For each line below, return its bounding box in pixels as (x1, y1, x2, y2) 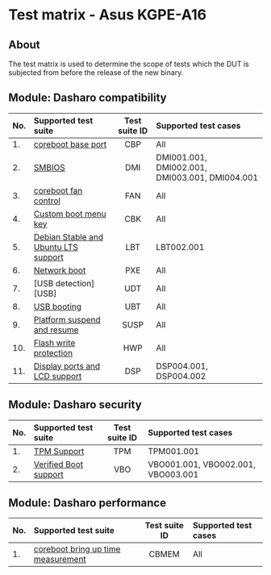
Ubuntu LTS (33, 241, 79, 252)
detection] (55, 277, 95, 289)
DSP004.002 (156, 370, 206, 381)
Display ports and (33, 360, 101, 372)
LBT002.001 (156, 241, 205, 252)
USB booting (33, 301, 82, 312)
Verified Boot (33, 458, 84, 469)
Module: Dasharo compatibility (8, 91, 167, 105)
